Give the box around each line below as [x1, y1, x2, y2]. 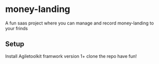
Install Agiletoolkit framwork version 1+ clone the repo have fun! [5, 53, 137, 59]
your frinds [5, 25, 28, 31]
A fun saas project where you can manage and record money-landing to [5, 20, 154, 26]
